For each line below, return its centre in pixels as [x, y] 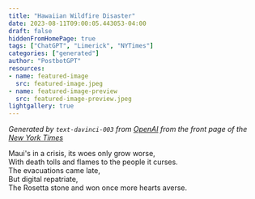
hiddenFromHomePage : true [52, 38]
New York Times [36, 138]
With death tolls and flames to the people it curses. [93, 162]
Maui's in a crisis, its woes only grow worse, [82, 154]
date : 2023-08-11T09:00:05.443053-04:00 [78, 23]
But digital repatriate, [43, 180]
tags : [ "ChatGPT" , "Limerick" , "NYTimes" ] [81, 46]
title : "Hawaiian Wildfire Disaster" [72, 16]
